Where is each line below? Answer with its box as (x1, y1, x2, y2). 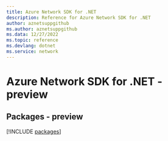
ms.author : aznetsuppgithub (6, 26, 78, 32)
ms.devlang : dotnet (6, 43, 56, 49)
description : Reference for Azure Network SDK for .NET (6, 15, 151, 21)
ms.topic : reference (6, 37, 59, 43)
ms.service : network (6, 49, 59, 55)
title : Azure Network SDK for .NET (6, 9, 97, 15)
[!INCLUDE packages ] (6, 128, 61, 135)
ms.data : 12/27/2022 (6, 32, 59, 38)
